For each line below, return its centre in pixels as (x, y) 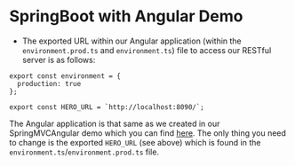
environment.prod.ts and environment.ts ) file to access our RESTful (147, 50)
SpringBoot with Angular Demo (126, 16)
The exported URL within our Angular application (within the (132, 41)
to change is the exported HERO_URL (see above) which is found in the (135, 142)
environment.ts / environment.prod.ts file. (84, 152)
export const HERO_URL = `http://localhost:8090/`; (107, 107)
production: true (49, 83)
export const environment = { (65, 76)
